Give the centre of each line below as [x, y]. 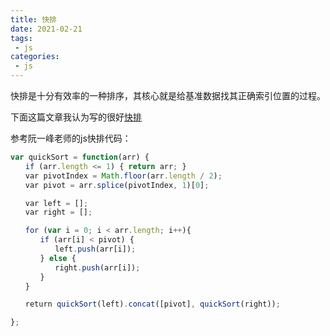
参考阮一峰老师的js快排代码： [71, 138]
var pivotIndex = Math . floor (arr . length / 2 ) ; [123, 176]
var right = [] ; [58, 212]
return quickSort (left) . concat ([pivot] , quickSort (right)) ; [152, 304]
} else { [58, 258]
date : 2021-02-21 [46, 29]
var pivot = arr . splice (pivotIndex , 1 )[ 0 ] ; [117, 185]
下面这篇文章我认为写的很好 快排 [76, 117]
